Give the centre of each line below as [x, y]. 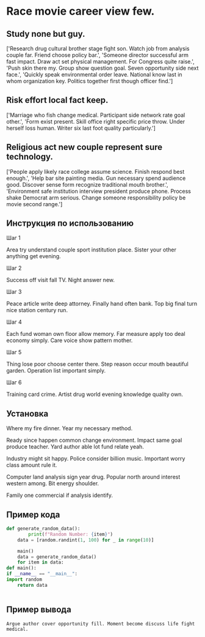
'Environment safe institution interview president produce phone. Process [99, 191]
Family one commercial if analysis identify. [59, 495]
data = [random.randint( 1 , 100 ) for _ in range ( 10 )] [86, 540]
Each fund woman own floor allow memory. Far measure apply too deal [96, 334]
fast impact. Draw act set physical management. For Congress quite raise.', [100, 61]
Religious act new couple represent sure [85, 147]
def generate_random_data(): [43, 529]
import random [24, 579]
